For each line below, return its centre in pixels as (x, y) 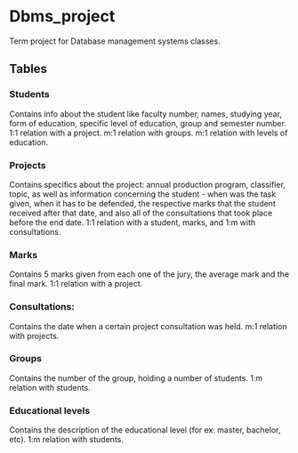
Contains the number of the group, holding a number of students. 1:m (136, 378)
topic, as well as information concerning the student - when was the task (143, 194)
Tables (28, 69)
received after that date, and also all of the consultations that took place (141, 213)
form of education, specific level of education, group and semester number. (148, 123)
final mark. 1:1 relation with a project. (76, 284)
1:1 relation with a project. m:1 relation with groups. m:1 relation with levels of (149, 133)
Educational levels (50, 410)
